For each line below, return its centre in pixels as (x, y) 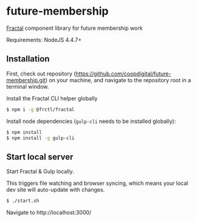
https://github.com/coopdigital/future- (123, 74)
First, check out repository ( (41, 74)
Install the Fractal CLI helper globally (52, 98)
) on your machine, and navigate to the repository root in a (118, 80)
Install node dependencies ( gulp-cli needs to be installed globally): (91, 121)
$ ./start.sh (23, 201)
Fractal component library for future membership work (74, 28)
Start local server (40, 157)
